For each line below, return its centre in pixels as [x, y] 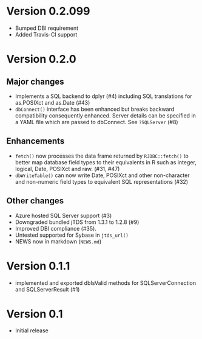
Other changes [35, 201]
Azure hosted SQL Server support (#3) [63, 215]
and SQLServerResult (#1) [47, 289]
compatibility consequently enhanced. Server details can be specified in [105, 115]
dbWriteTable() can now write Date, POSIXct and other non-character [102, 175]
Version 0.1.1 [38, 266]
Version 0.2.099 [48, 11]
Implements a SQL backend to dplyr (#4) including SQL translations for [103, 96]
